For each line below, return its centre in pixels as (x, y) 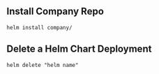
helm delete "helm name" (43, 65)
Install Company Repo (55, 12)
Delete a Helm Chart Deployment (79, 49)
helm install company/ (39, 27)
